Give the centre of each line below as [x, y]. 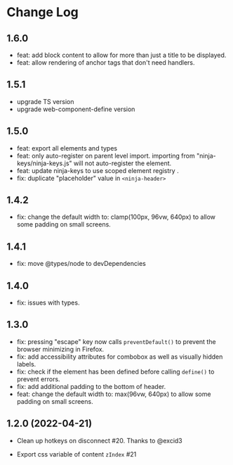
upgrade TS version [45, 101]
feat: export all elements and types [67, 148]
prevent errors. [38, 379]
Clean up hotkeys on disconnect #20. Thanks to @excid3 [100, 440]
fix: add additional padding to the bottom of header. [91, 386]
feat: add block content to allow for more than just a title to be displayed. [121, 55]
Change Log [42, 12]
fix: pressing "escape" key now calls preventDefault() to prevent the [116, 341]
